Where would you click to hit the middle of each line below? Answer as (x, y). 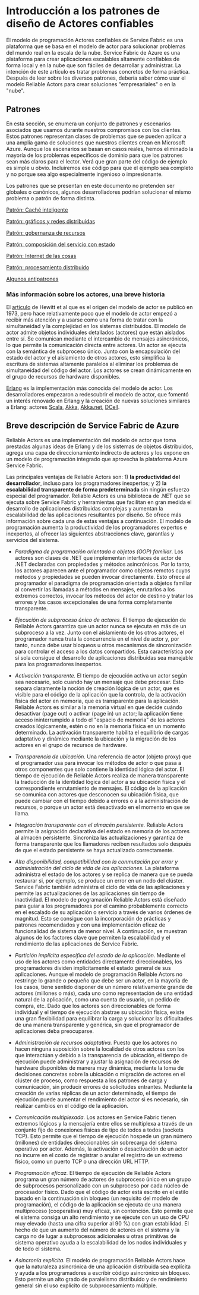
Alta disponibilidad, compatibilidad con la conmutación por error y (96, 861)
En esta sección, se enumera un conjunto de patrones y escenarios (89, 124)
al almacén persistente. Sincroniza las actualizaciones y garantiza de (99, 837)
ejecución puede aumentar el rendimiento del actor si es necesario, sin (102, 1099)
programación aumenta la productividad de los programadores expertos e (97, 527)
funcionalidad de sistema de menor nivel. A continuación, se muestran (101, 931)
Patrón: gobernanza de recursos (46, 232)
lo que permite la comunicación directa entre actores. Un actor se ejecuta (96, 345)
